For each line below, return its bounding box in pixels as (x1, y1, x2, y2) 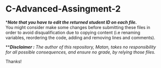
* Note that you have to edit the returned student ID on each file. (5, 19, 137, 25)
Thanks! (5, 58, 22, 64)
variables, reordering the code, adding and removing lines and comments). (5, 35, 155, 41)
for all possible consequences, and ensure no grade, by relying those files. (5, 49, 156, 55)
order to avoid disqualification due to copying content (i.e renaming (5, 29, 141, 35)
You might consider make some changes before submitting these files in (5, 24, 150, 30)
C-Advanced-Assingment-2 (5, 3, 121, 14)
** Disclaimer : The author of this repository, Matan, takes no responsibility (5, 44, 156, 50)
